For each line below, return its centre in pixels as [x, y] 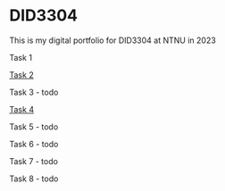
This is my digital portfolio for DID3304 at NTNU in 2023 [112, 40]
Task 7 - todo [33, 161]
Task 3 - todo [34, 92]
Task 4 [21, 109]
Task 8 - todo [34, 179]
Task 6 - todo [34, 144]
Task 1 [21, 57]
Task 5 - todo [34, 127]
